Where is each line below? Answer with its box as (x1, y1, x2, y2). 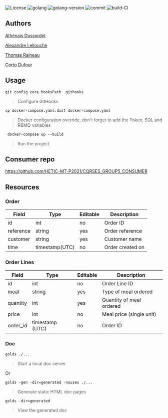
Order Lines (5, 259, 34, 266)
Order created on (104, 244, 145, 251)
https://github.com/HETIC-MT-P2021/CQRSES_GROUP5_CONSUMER (5, 168, 147, 174)
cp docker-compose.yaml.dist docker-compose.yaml (5, 108, 111, 113)
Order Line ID (101, 280, 133, 287)
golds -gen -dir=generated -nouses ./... (5, 380, 93, 385)
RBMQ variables (17, 122, 51, 128)
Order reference (104, 228, 142, 235)
